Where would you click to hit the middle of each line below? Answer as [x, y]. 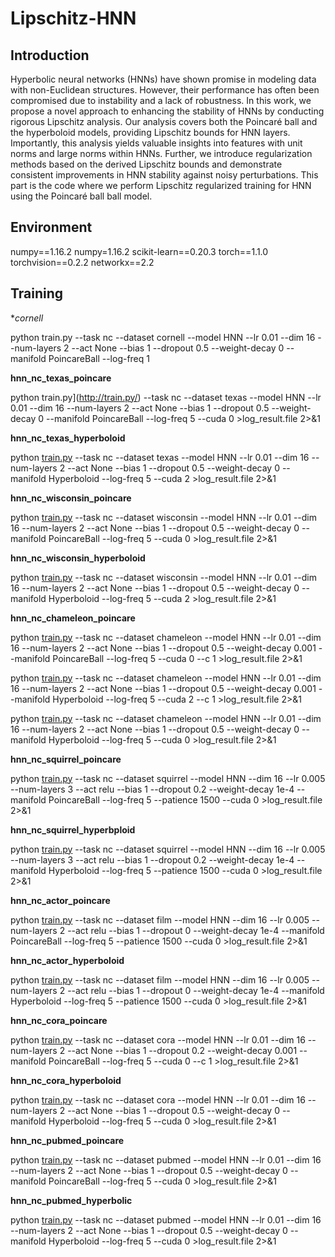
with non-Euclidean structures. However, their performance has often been [165, 90]
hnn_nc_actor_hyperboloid [67, 960]
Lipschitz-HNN [73, 18]
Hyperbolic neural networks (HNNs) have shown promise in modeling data [163, 79]
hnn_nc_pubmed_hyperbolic [71, 1200]
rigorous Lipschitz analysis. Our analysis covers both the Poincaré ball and [164, 121]
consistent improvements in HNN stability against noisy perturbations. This [164, 175]
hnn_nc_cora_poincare [59, 1020]
